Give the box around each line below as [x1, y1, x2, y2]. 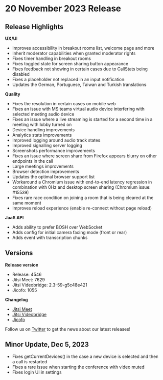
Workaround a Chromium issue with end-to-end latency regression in [12, 179, 152, 185]
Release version [5, 262, 39, 268]
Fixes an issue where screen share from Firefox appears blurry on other [12, 153, 157, 159]
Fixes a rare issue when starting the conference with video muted [12, 364, 144, 370]
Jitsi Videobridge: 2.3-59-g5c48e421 [12, 282, 87, 288]
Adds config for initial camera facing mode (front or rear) [12, 230, 127, 235]
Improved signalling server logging [12, 143, 82, 148]
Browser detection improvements [12, 169, 79, 175]
